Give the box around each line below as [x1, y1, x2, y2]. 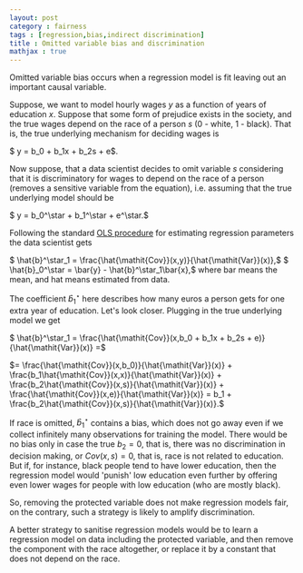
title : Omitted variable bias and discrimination [9, 38, 205, 48]
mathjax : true [9, 47, 67, 56]
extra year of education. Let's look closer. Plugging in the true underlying [9, 305, 283, 316]
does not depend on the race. [9, 553, 121, 564]
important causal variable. [9, 82, 107, 93]
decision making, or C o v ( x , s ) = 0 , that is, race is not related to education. [9, 450, 284, 461]
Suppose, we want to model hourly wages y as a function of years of [9, 99, 267, 110]
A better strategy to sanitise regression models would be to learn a [9, 524, 259, 535]
